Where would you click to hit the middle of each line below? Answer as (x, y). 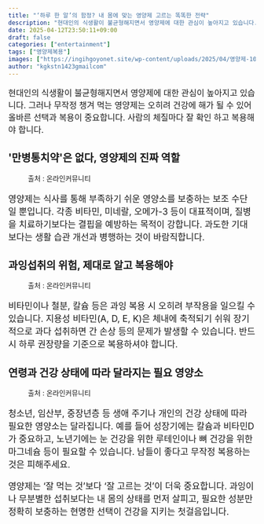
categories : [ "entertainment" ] (59, 45)
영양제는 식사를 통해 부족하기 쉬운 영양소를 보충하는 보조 (119, 199)
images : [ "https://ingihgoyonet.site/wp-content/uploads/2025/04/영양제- (129, 60)
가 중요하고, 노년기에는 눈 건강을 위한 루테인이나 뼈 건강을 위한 (130, 439)
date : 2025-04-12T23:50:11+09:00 (63, 30)
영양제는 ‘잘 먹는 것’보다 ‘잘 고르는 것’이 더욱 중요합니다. (118, 486)
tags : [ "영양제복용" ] (39, 52)
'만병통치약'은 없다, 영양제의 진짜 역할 (94, 158)
